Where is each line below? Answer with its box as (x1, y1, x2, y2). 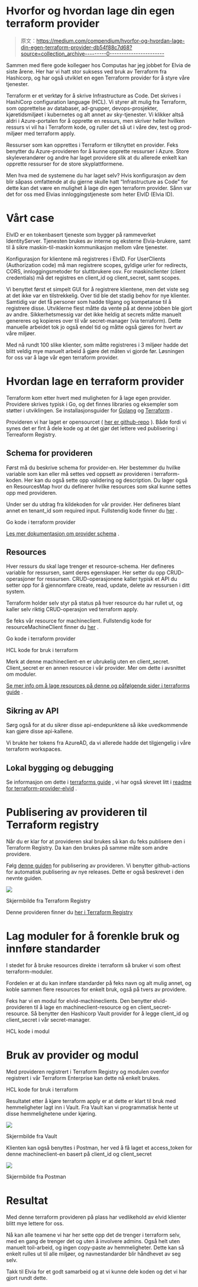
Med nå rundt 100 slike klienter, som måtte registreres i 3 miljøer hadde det (6, 341, 189, 348)
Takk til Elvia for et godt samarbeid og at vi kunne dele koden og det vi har (6, 1268, 187, 1275)
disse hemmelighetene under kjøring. (6, 1110, 97, 1117)
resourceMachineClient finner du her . (6, 624, 99, 631)
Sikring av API (6, 706, 59, 716)
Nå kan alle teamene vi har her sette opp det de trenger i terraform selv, (6, 1231, 181, 1238)
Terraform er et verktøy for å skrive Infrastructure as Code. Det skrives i (6, 92, 181, 99)
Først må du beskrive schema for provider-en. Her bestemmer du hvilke (6, 464, 181, 471)
